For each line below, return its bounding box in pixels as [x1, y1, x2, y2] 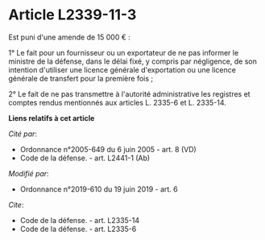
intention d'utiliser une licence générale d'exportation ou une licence [8, 64, 236, 74]
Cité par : [8, 129, 38, 139]
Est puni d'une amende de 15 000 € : [8, 32, 130, 42]
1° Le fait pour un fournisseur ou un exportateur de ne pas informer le [8, 48, 239, 57]
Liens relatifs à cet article [8, 113, 95, 122]
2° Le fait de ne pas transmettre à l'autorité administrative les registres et [8, 89, 251, 98]
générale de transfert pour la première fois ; [8, 73, 154, 83]
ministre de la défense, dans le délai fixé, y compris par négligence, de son [8, 56, 258, 66]
